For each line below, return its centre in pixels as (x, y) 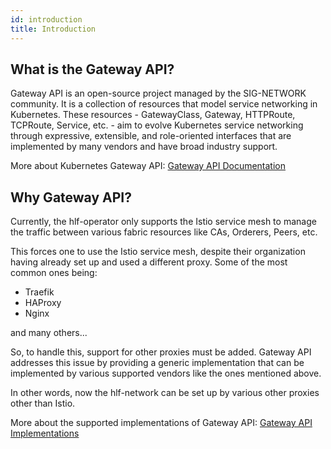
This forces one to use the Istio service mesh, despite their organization (158, 252)
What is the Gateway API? (92, 69)
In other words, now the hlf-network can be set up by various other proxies (165, 393)
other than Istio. (43, 403)
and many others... (49, 333)
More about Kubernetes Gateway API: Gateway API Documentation (148, 166)
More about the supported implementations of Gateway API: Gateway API (161, 423)
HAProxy (43, 303)
